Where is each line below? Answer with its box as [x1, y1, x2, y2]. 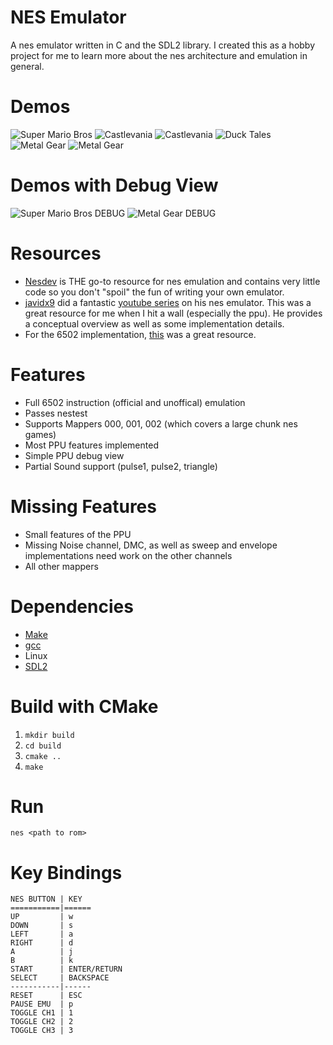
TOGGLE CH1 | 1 [10, 1008, 74, 1018]
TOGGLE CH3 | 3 [10, 1026, 74, 1036]
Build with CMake [10, 695, 159, 718]
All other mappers [24, 560, 99, 572]
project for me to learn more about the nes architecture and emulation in [10, 49, 308, 61]
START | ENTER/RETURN [10, 964, 123, 975]
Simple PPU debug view [24, 449, 125, 461]
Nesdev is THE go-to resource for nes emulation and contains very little [24, 275, 321, 287]
